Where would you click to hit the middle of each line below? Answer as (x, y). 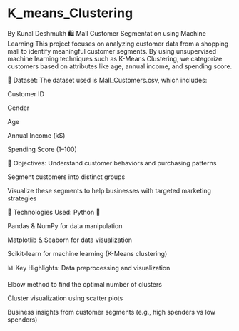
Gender (19, 108)
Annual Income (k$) (36, 135)
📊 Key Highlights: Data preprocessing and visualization (89, 268)
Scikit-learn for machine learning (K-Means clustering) (87, 253)
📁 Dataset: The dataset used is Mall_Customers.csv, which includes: (107, 80)
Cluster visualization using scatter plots (65, 298)
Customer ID (26, 93)
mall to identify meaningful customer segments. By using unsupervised (112, 51)
